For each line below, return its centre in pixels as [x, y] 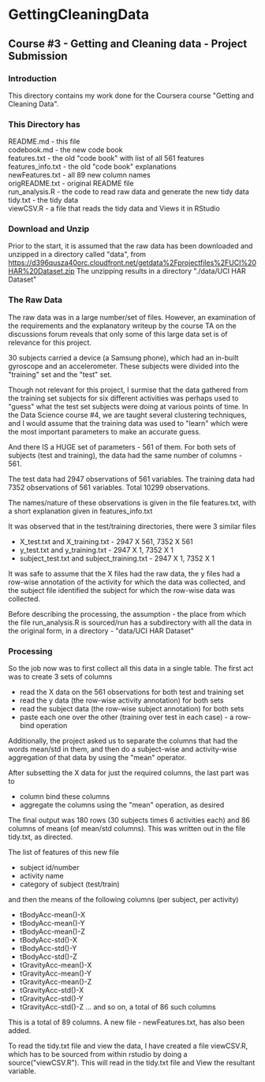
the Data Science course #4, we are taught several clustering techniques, [127, 415]
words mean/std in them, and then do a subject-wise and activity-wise [123, 749]
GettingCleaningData [79, 15]
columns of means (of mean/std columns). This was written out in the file [127, 829]
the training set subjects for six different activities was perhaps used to [123, 398]
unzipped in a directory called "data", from [77, 255]
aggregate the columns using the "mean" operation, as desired [122, 805]
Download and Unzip [49, 229]
